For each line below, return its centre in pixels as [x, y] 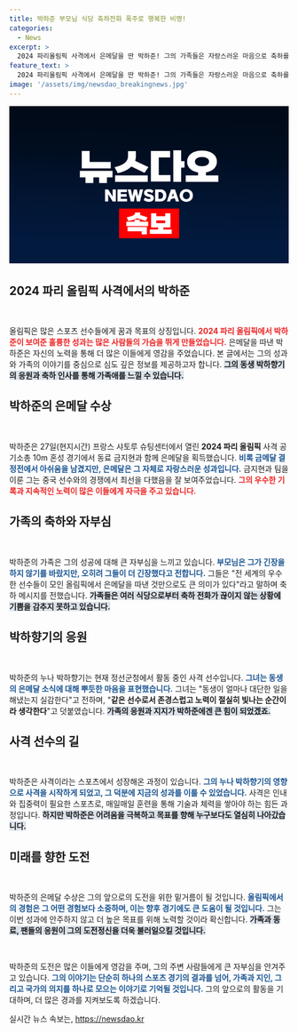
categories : [31, 28]
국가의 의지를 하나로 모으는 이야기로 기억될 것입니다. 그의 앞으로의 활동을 [150, 989]
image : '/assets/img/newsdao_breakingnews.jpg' [99, 84]
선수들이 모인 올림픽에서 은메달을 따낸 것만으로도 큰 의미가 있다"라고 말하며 [148, 584]
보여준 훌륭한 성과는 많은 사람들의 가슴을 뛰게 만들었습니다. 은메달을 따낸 [149, 342]
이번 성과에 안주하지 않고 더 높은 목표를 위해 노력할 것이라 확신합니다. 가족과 [141, 919]
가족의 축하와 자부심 [60, 521]
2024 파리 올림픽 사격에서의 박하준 [100, 290]
